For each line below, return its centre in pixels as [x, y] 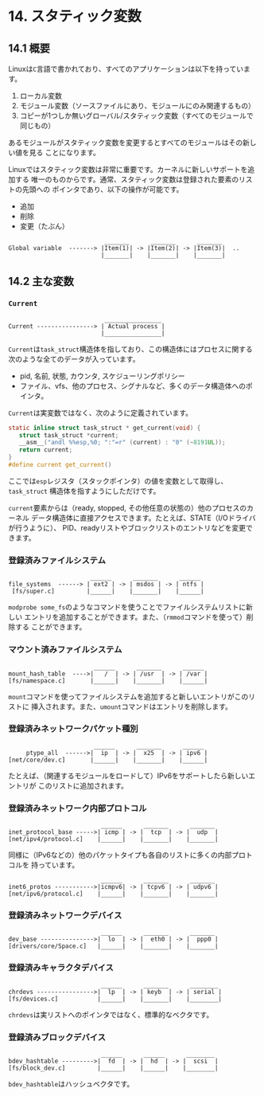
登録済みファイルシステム [57, 560]
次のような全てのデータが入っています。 [74, 358]
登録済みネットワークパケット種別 [73, 729]
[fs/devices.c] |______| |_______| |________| [115, 999]
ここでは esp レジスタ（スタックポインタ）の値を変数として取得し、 [118, 481]
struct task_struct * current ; [69, 435]
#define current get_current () [60, 465]
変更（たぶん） [44, 226]
